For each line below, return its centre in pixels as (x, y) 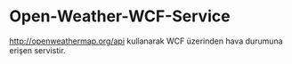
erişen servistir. (37, 50)
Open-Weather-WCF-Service (120, 16)
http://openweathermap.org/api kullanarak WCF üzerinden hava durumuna (146, 41)
